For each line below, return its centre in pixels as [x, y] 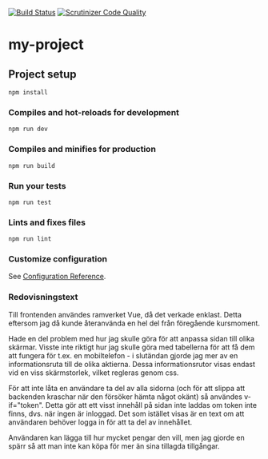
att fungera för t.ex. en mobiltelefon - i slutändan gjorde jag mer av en [123, 355]
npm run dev [28, 129]
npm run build [32, 166]
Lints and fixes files [47, 222]
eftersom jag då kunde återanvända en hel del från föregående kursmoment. [134, 323]
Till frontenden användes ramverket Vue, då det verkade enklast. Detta [125, 314]
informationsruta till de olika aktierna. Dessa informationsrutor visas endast [132, 364]
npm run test [30, 202]
